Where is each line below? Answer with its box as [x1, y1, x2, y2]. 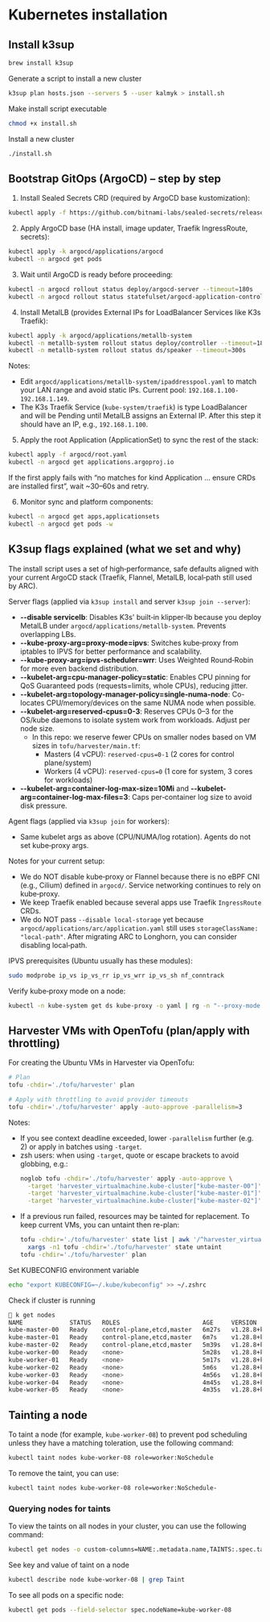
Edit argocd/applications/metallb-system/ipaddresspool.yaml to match [19, 376, 257, 386]
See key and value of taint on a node [8, 1560, 130, 1570]
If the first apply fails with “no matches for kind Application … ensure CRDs [8, 473, 256, 483]
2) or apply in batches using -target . [19, 1142, 142, 1151]
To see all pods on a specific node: [8, 1590, 125, 1599]
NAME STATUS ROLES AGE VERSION [8, 1318, 257, 1327]
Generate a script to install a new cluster [8, 73, 142, 83]
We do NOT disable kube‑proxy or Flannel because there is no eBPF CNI [19, 871, 260, 881]
